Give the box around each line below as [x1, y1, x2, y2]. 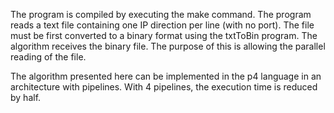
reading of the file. [10, 51, 87, 63]
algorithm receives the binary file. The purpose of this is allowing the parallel [10, 40, 326, 52]
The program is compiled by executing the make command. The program [10, 9, 312, 20]
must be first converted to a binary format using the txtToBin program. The [10, 30, 318, 41]
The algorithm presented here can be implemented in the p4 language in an [10, 70, 322, 82]
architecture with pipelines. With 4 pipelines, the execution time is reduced [10, 81, 318, 93]
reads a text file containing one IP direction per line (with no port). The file [10, 19, 315, 31]
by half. [10, 92, 42, 103]
